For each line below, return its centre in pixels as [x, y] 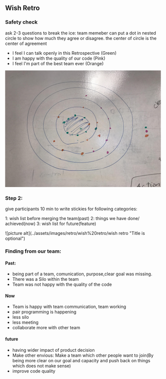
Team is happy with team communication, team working [69, 307]
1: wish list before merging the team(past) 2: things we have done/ [72, 218]
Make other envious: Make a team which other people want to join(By [83, 355]
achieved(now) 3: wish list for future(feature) [51, 224]
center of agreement [26, 43]
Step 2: [14, 198]
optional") [15, 238]
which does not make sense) [41, 366]
